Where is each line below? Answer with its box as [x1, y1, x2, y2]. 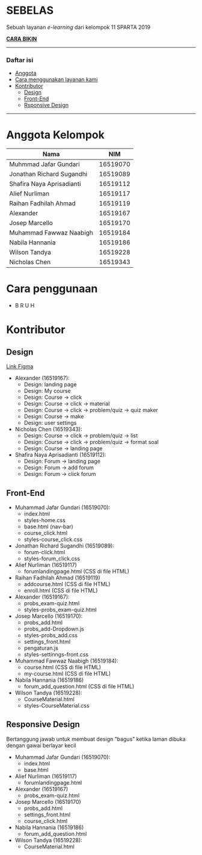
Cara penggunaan [6, 282, 98, 295]
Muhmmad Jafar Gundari [9, 160, 80, 168]
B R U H [14, 302, 35, 309]
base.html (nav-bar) [23, 523, 73, 530]
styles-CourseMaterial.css [23, 702, 90, 709]
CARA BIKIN [6, 35, 37, 42]
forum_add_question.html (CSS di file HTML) [23, 682, 135, 690]
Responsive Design [6, 720, 80, 730]
